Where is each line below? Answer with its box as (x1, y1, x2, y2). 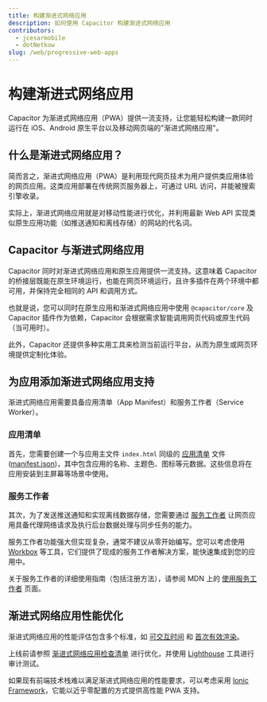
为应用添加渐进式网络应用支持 (8, 374, 155, 388)
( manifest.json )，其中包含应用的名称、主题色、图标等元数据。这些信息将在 (8, 459, 253, 468)
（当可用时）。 (8, 323, 54, 332)
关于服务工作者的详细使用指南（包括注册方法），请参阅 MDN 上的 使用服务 (8, 573, 250, 583)
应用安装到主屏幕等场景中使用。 (8, 468, 113, 478)
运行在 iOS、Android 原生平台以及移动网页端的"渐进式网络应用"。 (8, 122, 223, 132)
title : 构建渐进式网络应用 (8, 11, 87, 20)
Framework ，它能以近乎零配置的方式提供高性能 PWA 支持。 (8, 685, 204, 695)
